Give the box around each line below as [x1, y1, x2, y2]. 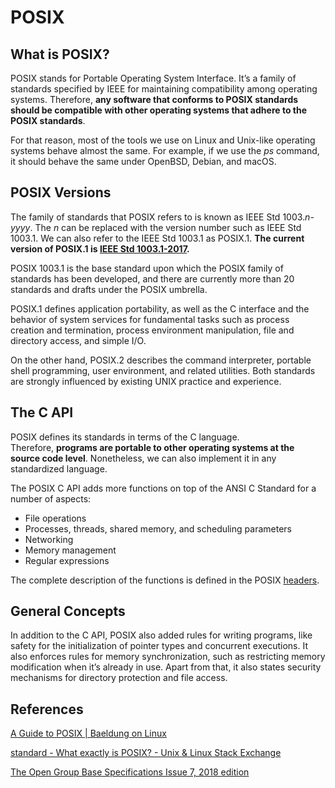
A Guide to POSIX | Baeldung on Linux [10, 727, 167, 740]
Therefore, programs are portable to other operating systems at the [10, 441, 295, 453]
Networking [24, 533, 74, 545]
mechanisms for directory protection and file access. [10, 672, 228, 684]
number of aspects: [10, 492, 92, 505]
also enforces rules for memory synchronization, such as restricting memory [10, 651, 326, 663]
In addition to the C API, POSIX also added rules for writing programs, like [10, 629, 313, 641]
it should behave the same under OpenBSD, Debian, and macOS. [10, 156, 277, 167]
